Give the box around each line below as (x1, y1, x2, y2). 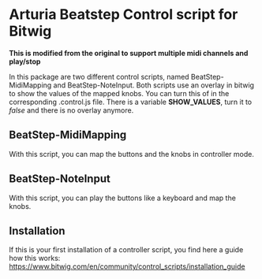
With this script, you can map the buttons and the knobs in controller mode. (9, 149, 255, 158)
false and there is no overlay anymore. (9, 105, 134, 115)
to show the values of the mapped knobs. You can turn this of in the (9, 88, 230, 98)
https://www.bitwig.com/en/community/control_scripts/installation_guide (9, 262, 245, 271)
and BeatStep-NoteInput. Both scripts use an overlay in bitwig (53, 80, 255, 90)
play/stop (9, 57, 41, 66)
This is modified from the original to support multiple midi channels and (9, 48, 249, 58)
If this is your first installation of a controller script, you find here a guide (9, 245, 244, 255)
